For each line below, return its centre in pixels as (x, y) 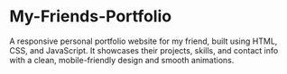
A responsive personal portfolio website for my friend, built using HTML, (143, 41)
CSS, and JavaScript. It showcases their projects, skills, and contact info (144, 50)
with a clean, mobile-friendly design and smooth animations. (122, 60)
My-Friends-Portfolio (91, 16)
